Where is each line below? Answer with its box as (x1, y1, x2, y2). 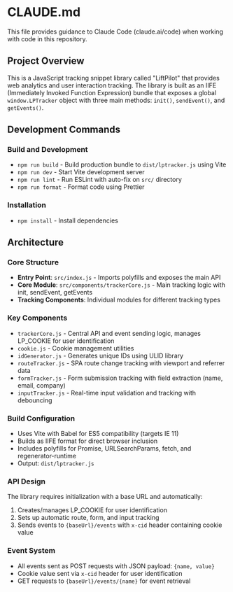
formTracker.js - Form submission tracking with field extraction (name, (17, 374, 223, 382)
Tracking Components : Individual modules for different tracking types (17, 295, 220, 304)
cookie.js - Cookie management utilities (17, 344, 134, 352)
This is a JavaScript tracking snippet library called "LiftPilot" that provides (7, 73, 220, 82)
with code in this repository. (7, 34, 87, 43)
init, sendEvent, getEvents (17, 288, 93, 297)
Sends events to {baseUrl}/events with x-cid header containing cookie (17, 521, 223, 529)
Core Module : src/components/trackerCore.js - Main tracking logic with (17, 281, 226, 289)
